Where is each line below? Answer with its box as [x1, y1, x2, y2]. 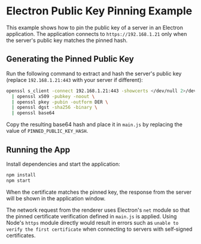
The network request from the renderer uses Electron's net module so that [6, 206, 190, 213]
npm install [6, 172, 36, 178]
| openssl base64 [11, 110, 55, 116]
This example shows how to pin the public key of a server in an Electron [6, 24, 184, 31]
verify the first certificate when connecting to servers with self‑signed [6, 225, 193, 233]
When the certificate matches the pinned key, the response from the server [6, 188, 192, 196]
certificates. [6, 231, 36, 239]
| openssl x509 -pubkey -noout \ [11, 93, 95, 99]
